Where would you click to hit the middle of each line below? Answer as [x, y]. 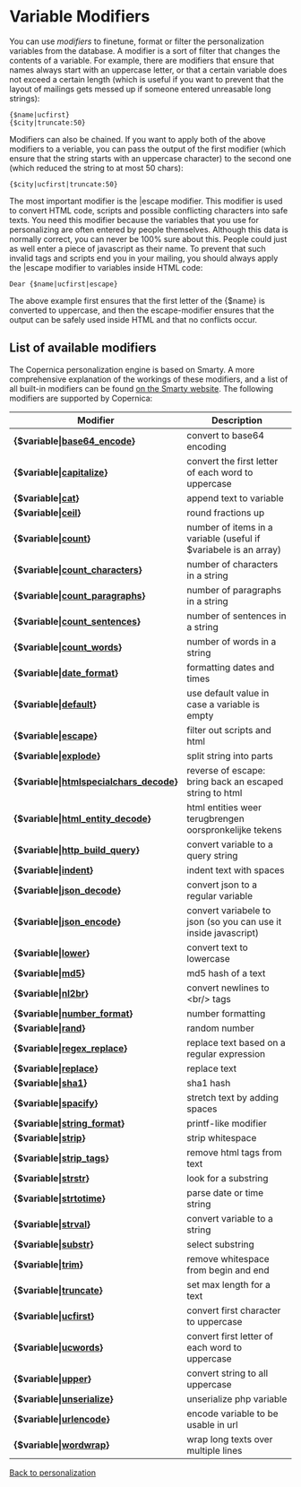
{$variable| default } [55, 704]
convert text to [217, 947]
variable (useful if [224, 538]
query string [212, 855]
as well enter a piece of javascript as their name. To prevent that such [138, 248]
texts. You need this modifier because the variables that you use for [134, 220]
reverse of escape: [226, 770]
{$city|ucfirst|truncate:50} [64, 184]
